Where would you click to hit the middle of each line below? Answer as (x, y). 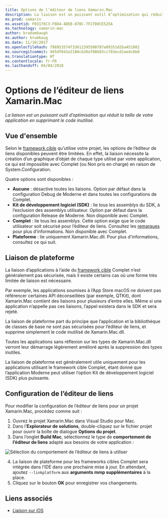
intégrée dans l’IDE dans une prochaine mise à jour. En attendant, (79, 467)
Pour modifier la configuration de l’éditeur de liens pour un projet (72, 406)
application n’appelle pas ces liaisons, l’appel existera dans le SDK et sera (81, 306)
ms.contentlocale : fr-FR (31, 61)
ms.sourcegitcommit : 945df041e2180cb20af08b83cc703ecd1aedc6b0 (72, 52)
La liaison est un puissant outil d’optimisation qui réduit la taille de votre (79, 115)
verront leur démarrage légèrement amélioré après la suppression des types (84, 347)
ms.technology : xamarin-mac (34, 29)
